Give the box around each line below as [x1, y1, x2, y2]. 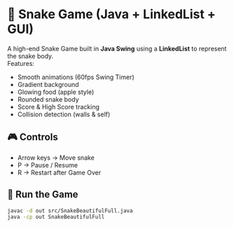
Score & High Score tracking [17, 102, 100, 111]
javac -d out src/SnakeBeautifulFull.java [7, 207, 133, 214]
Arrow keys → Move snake [17, 153, 95, 162]
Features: [7, 59, 35, 67]
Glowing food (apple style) [17, 88, 95, 96]
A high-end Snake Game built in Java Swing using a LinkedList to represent [7, 44, 227, 53]
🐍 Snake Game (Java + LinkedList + [7, 6, 216, 22]
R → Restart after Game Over [17, 168, 102, 177]
